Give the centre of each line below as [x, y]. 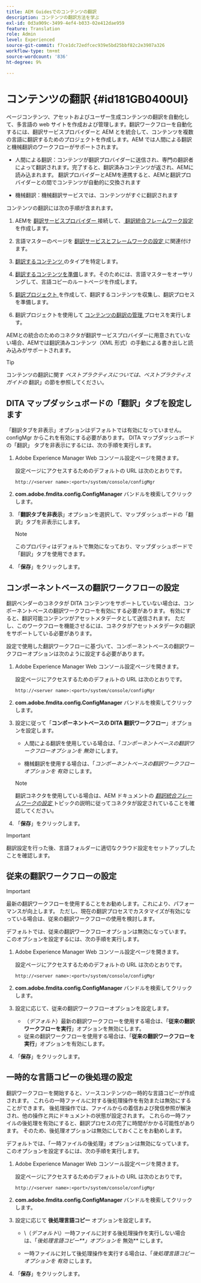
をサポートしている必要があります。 [51, 634]
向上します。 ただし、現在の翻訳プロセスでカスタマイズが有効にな [109, 911]
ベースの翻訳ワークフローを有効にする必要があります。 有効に [109, 611]
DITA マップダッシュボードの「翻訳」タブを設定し [99, 403]
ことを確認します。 [30, 855]
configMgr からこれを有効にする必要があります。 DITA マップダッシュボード [100, 438]
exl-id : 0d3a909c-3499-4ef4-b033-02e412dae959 [65, 23]
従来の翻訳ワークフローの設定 [61, 876]
